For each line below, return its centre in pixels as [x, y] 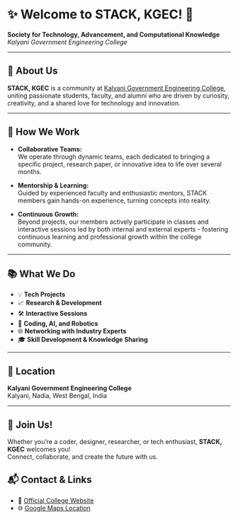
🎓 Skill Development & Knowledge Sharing [83, 340]
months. [30, 171]
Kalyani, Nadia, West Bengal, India [57, 396]
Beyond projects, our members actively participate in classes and [113, 222]
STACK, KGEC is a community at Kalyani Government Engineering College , [117, 88]
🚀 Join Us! [30, 424]
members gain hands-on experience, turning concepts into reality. [114, 200]
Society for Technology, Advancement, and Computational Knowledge [114, 34]
